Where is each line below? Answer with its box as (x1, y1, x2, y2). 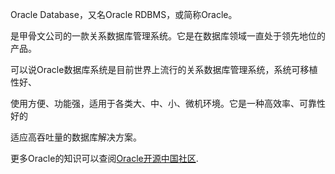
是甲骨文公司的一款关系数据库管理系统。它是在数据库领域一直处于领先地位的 (10, 30, 326, 42)
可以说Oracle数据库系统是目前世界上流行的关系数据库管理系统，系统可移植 (10, 64, 318, 75)
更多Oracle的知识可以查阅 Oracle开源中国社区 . (10, 153, 199, 164)
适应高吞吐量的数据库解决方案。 (10, 131, 142, 143)
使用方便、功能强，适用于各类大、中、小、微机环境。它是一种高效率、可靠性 (10, 98, 326, 109)
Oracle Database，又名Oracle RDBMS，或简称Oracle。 (10, 9, 238, 20)
